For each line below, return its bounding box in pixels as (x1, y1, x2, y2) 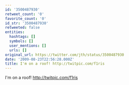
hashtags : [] (9, 34, 36, 39)
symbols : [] (9, 39, 34, 44)
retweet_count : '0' (5, 12, 44, 17)
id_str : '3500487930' (5, 20, 49, 26)
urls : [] (9, 48, 27, 52)
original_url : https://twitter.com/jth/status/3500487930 (5, 52, 124, 57)
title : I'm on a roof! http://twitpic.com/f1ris (5, 61, 105, 66)
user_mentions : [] (9, 43, 47, 48)
